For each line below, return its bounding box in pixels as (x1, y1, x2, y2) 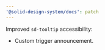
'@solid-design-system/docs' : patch (5, 8, 99, 15)
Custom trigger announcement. (14, 37, 94, 44)
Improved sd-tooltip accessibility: (5, 25, 93, 33)
